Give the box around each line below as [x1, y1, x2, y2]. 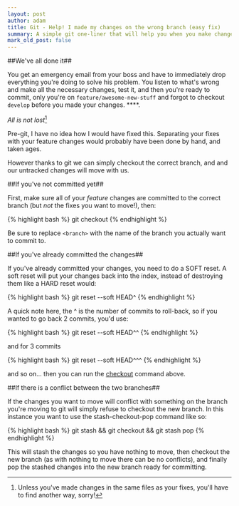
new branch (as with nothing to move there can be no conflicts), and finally [7, 455, 228, 463]
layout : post [7, 10, 46, 18]
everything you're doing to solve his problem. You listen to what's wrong [7, 78, 220, 86]
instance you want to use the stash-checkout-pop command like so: [7, 412, 208, 420]
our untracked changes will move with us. [7, 165, 129, 175]
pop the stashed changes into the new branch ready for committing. [7, 463, 208, 471]
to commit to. [7, 236, 46, 244]
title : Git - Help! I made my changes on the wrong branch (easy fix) [7, 24, 221, 31]
